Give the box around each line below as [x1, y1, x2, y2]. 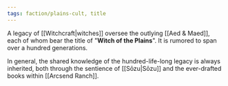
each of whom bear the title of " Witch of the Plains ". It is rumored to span [7, 36, 217, 45]
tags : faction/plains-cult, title [7, 10, 107, 17]
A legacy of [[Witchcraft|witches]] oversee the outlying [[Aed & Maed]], [7, 29, 210, 37]
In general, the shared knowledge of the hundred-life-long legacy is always [7, 56, 220, 65]
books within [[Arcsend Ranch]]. [7, 72, 99, 80]
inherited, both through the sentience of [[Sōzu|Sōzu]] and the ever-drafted [7, 64, 222, 72]
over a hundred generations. [7, 43, 88, 52]
